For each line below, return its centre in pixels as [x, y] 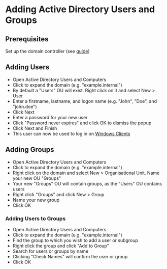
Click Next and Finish [35, 128]
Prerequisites [27, 39]
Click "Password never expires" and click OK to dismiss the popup [82, 123]
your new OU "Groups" [37, 178]
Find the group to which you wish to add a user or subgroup [75, 240]
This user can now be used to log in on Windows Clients [71, 133]
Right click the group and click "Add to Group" [61, 246]
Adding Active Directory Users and [80, 9]
